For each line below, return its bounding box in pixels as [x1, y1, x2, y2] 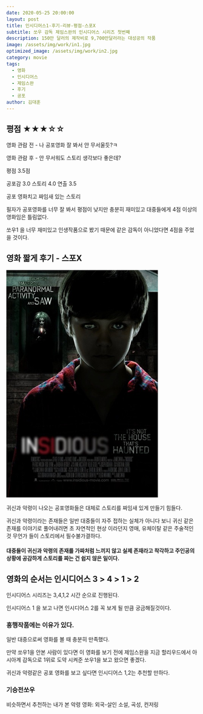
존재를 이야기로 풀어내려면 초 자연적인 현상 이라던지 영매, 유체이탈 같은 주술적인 [6, 524, 194, 532]
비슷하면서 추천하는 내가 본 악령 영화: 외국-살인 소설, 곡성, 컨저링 [6, 701, 159, 708]
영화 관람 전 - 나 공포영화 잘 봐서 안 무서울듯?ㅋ [6, 141, 118, 148]
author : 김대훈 [6, 99, 41, 105]
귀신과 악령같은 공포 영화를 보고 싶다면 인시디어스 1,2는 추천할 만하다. [6, 669, 170, 676]
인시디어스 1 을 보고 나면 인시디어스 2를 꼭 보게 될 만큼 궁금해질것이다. [6, 604, 171, 612]
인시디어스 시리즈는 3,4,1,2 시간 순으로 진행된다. [6, 591, 119, 598]
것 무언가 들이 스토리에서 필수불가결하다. [6, 532, 102, 539]
